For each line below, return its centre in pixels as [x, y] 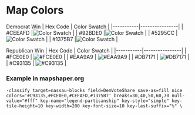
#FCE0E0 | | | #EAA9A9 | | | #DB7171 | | [98, 57]
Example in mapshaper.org [45, 78]
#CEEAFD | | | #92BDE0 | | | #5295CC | [92, 32]
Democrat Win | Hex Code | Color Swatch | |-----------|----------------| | [95, 27]
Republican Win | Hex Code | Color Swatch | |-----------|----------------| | [96, 50]
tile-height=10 [25, 106]
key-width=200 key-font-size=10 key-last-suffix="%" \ [114, 106]
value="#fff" [22, 101]
